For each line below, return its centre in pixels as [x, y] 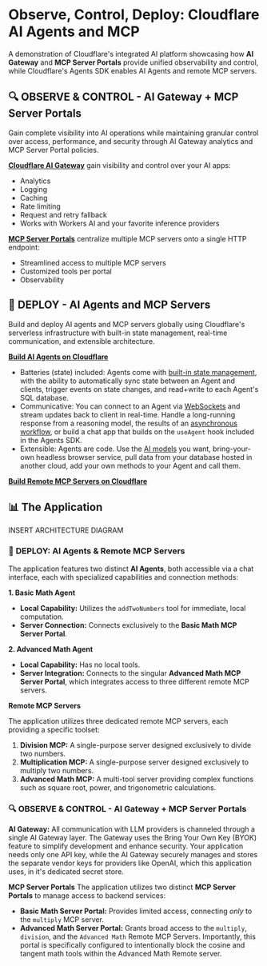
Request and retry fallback [64, 214]
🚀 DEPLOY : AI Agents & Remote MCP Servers [97, 551]
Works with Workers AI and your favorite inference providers [120, 223]
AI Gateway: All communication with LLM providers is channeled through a [132, 828]
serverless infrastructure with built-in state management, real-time [118, 333]
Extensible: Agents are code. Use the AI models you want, [116, 449]
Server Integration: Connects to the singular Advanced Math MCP [130, 673]
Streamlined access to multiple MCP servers [93, 262]
